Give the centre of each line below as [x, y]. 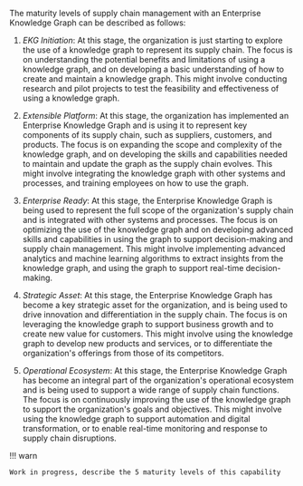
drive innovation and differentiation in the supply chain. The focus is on [155, 315]
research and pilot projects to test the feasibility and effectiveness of [151, 88]
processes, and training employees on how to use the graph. [135, 183]
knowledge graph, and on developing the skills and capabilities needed [155, 154]
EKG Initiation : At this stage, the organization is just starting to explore [152, 40]
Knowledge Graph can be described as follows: [98, 23]
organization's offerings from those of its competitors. [123, 353]
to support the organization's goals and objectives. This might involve [152, 409]
